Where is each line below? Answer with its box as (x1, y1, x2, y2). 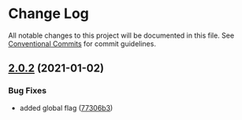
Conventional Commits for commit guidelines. (8, 38, 156, 48)
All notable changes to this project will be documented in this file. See (8, 31, 235, 40)
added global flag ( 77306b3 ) (19, 103, 114, 112)
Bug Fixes (8, 85, 47, 96)
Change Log (8, 5, 89, 23)
